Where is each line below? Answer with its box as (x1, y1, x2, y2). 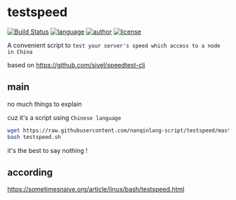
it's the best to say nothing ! (7, 146, 88, 154)
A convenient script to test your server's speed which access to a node (7, 41, 221, 49)
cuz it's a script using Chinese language (7, 113, 122, 121)
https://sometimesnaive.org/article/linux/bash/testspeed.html (7, 185, 185, 194)
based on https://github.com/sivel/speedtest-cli (7, 60, 145, 69)
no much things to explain (7, 100, 82, 108)
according (7, 166, 53, 178)
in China (7, 48, 33, 55)
